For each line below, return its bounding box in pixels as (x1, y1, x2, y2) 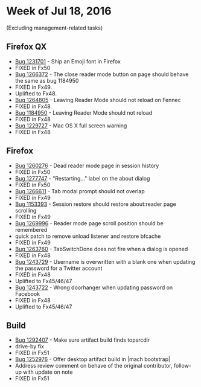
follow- (174, 362, 192, 369)
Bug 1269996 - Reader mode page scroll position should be (14, 219, 164, 227)
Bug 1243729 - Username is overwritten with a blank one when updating (14, 258, 196, 265)
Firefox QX (6, 42, 47, 52)
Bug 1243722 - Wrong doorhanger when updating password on (14, 284, 173, 291)
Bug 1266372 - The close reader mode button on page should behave (14, 71, 189, 78)
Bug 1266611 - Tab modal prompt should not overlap (14, 187, 145, 194)
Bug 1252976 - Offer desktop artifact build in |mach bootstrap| (14, 356, 171, 363)
